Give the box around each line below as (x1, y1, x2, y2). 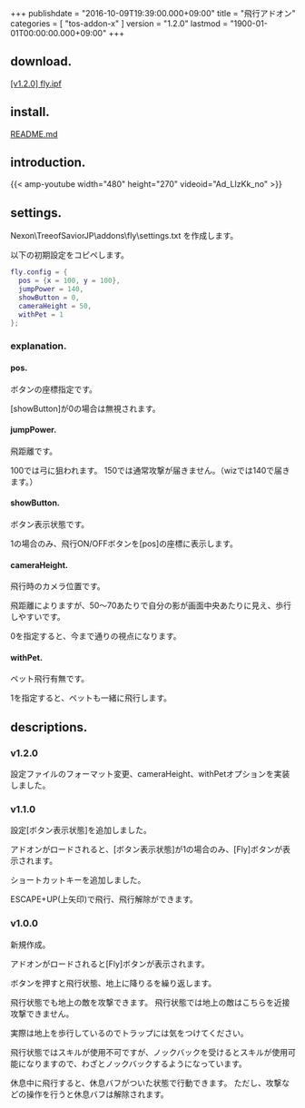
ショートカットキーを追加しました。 (10, 875, 146, 886)
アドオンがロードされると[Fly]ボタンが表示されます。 (10, 958, 210, 969)
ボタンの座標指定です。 (10, 384, 98, 395)
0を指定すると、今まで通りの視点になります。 (10, 631, 182, 642)
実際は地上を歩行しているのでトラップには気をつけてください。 (10, 1027, 249, 1038)
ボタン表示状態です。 (10, 518, 90, 529)
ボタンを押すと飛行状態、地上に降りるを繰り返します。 (10, 977, 217, 988)
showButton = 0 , (18, 293, 80, 302)
